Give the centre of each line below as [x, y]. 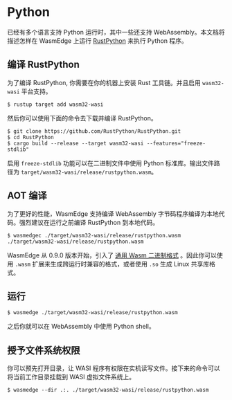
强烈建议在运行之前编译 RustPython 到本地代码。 [89, 222]
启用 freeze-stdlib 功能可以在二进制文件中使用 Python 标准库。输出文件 [111, 163]
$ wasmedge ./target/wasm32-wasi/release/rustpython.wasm [92, 313]
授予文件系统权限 [44, 350]
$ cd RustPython [30, 137]
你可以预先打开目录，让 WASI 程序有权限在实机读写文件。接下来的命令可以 [114, 368]
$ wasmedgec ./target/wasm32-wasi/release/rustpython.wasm [94, 235]
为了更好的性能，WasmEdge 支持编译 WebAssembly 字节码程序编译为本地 [113, 213]
